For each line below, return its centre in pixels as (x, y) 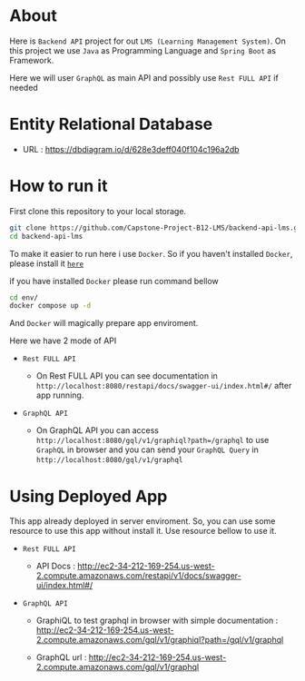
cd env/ (24, 297)
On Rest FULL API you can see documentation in (127, 376)
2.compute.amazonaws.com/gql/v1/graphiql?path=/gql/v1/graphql (160, 640)
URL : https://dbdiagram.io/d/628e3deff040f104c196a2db (131, 149)
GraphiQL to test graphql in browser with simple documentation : (157, 621)
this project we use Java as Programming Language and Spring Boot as (143, 50)
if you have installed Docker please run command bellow (114, 281)
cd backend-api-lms (46, 236)
